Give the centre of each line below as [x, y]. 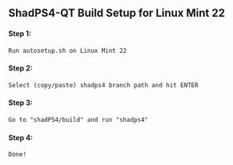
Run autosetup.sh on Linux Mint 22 [68, 50]
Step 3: [21, 103]
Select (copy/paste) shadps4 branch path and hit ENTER [103, 85]
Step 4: [21, 137]
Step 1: [20, 33]
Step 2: [21, 68]
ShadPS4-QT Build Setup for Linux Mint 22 [117, 13]
